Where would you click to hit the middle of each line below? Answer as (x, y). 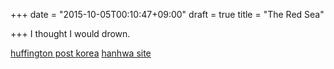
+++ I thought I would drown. (70, 33)
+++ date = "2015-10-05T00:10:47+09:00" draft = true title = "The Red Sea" (167, 14)
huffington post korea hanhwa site (81, 53)
